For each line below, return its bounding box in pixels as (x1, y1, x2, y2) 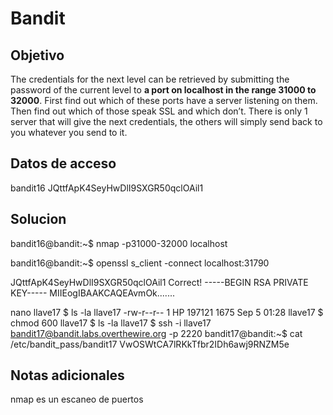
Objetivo (10, 47, 65, 64)
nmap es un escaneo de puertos (10, 393, 144, 406)
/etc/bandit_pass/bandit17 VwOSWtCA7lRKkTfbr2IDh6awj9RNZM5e (10, 338, 290, 350)
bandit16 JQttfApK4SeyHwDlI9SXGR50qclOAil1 (10, 182, 204, 194)
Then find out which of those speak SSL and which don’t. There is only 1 (10, 105, 308, 117)
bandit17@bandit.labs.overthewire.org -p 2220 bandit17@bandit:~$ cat (10, 327, 303, 339)
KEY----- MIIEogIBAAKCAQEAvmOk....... (10, 287, 176, 299)
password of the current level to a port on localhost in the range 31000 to (10, 84, 317, 96)
